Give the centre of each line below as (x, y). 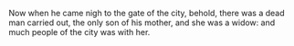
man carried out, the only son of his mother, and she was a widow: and (142, 23)
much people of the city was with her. (79, 32)
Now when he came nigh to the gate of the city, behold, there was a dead (147, 13)
